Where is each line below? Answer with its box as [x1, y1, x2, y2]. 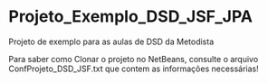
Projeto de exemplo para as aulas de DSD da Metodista [8, 36, 215, 47]
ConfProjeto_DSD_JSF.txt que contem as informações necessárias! [8, 63, 259, 74]
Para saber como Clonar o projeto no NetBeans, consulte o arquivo [8, 53, 259, 64]
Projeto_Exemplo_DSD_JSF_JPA [8, 6, 253, 27]
